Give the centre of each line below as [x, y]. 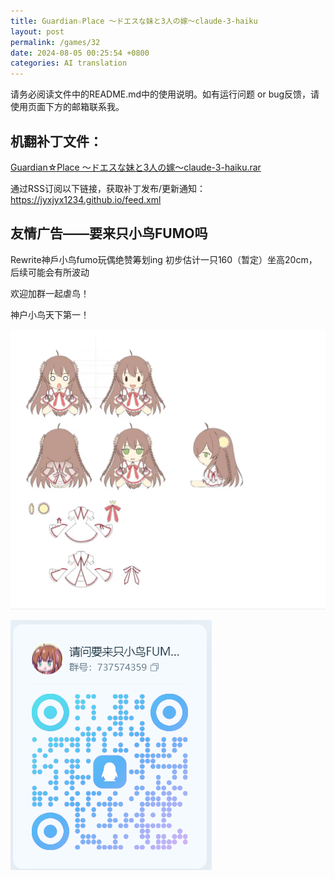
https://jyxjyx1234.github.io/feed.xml [86, 199]
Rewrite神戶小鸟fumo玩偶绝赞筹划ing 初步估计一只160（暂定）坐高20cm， [164, 259]
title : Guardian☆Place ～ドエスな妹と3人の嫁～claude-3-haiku [134, 21]
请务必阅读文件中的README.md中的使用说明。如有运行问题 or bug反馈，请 [165, 94]
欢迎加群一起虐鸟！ [50, 293]
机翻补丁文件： [56, 141]
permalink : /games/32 [55, 42]
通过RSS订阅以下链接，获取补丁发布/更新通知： [108, 188]
